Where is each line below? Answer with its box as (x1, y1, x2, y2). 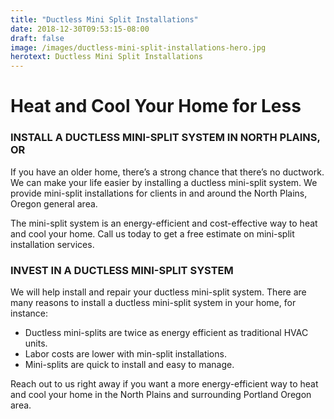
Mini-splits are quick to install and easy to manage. (24, 358, 235, 370)
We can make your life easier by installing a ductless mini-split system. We (10, 176, 318, 188)
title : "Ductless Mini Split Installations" (10, 14, 199, 25)
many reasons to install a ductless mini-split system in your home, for (10, 296, 297, 308)
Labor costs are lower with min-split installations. (24, 347, 227, 360)
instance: (10, 307, 49, 319)
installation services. (10, 238, 95, 250)
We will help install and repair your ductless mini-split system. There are (10, 286, 307, 298)
